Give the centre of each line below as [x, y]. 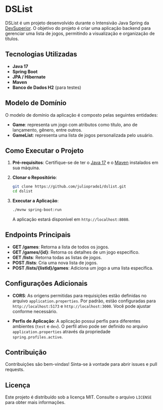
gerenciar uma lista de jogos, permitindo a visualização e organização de [80, 33]
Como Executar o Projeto [44, 151]
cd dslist [23, 191]
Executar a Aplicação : [35, 201]
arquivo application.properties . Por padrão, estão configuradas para [84, 301]
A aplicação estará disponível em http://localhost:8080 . [71, 219]
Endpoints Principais [38, 235]
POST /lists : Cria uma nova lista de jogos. [55, 263]
